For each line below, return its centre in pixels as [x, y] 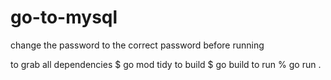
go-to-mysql [64, 17]
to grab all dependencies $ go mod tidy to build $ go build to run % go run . [166, 64]
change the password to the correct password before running [137, 45]
